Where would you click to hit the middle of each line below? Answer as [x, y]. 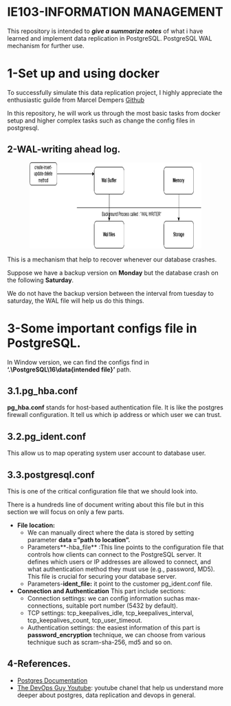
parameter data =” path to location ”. [79, 540]
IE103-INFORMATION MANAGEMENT [115, 12]
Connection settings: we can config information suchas [106, 599]
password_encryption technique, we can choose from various [117, 635]
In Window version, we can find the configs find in [78, 362]
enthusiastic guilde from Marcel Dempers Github [76, 100]
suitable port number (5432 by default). [122, 606]
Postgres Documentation [52, 680]
